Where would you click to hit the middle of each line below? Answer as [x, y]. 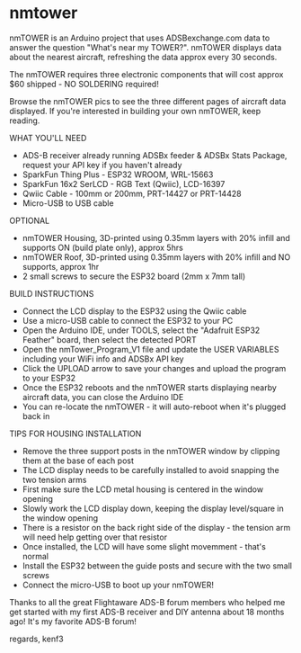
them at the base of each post [78, 461]
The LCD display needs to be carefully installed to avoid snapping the [151, 470]
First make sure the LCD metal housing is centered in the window [142, 489]
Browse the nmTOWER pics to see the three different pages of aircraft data [148, 101]
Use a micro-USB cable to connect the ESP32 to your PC [128, 320]
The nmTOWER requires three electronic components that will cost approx [146, 74]
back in [36, 416]
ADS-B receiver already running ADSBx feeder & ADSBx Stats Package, [155, 155]
